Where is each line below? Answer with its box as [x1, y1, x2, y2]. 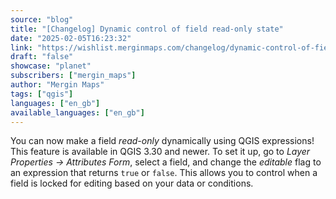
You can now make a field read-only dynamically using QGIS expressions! [10, 135, 315, 147]
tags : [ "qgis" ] [10, 89, 74, 99]
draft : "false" [10, 52, 74, 62]
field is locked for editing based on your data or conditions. [10, 177, 254, 190]
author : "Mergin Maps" [10, 80, 105, 90]
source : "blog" [10, 14, 74, 25]
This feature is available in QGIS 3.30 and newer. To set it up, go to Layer [10, 146, 311, 158]
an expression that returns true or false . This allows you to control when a [10, 167, 318, 179]
